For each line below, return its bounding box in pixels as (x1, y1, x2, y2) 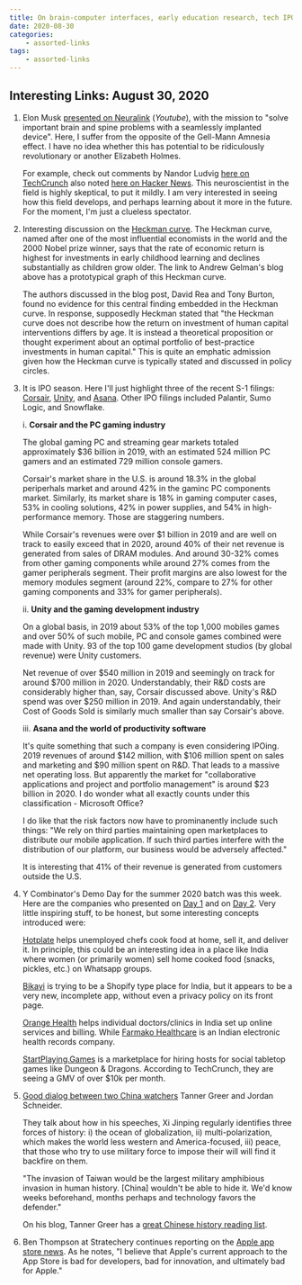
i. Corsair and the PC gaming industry (22, 419, 166, 430)
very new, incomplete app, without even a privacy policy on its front (22, 990, 274, 1001)
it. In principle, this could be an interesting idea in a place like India (22, 944, 269, 955)
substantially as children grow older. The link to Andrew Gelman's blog (22, 262, 284, 273)
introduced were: (22, 917, 86, 928)
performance (22, 511, 72, 522)
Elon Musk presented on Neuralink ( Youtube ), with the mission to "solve (22, 112, 289, 122)
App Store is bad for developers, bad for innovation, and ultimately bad (22, 1255, 286, 1266)
